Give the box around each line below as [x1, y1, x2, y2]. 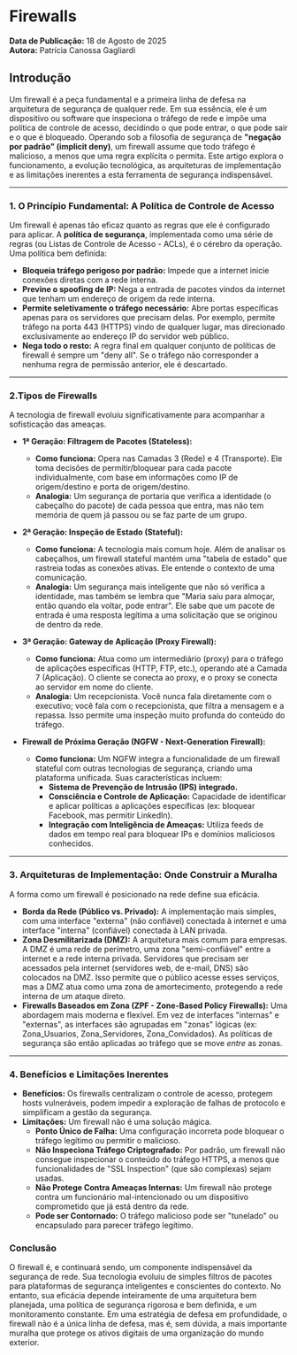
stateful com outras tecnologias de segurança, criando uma [34, 763, 254, 774]
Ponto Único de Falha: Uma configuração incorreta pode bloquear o [34, 1126, 285, 1136]
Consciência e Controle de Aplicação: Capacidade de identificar [48, 791, 286, 802]
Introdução [9, 71, 72, 86]
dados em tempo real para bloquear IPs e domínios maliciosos [48, 829, 276, 840]
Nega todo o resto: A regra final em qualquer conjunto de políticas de [21, 341, 277, 351]
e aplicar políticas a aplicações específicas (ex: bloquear [48, 801, 255, 812]
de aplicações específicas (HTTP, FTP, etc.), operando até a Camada [34, 663, 287, 674]
